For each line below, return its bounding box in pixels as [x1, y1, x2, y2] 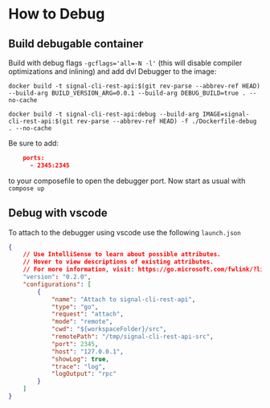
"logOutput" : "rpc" [51, 370, 117, 378]
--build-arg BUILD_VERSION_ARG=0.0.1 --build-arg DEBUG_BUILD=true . [8, 89, 247, 97]
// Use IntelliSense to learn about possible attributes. [22, 251, 221, 259]
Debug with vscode [8, 206, 108, 220]
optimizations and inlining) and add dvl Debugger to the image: [8, 67, 217, 76]
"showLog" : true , [51, 355, 110, 363]
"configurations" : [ [22, 280, 92, 288]
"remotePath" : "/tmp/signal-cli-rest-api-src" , [51, 333, 215, 341]
